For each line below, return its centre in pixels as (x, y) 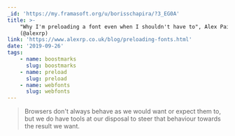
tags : (15, 53)
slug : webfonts (48, 91)
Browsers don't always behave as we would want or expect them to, (123, 112)
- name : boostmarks (48, 59)
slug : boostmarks (51, 66)
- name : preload (44, 72)
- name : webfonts (45, 85)
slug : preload (47, 78)
